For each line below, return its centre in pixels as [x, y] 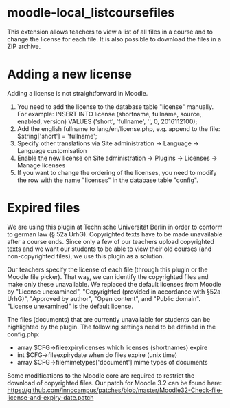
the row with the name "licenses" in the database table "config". [108, 180]
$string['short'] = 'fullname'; [57, 136]
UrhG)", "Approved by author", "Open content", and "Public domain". [104, 298]
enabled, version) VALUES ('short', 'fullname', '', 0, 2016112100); [107, 121]
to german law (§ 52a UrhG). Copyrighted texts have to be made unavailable [115, 234]
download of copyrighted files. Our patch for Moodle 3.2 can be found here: [114, 382]
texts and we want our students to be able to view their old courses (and [110, 249]
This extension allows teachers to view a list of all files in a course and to [110, 32]
